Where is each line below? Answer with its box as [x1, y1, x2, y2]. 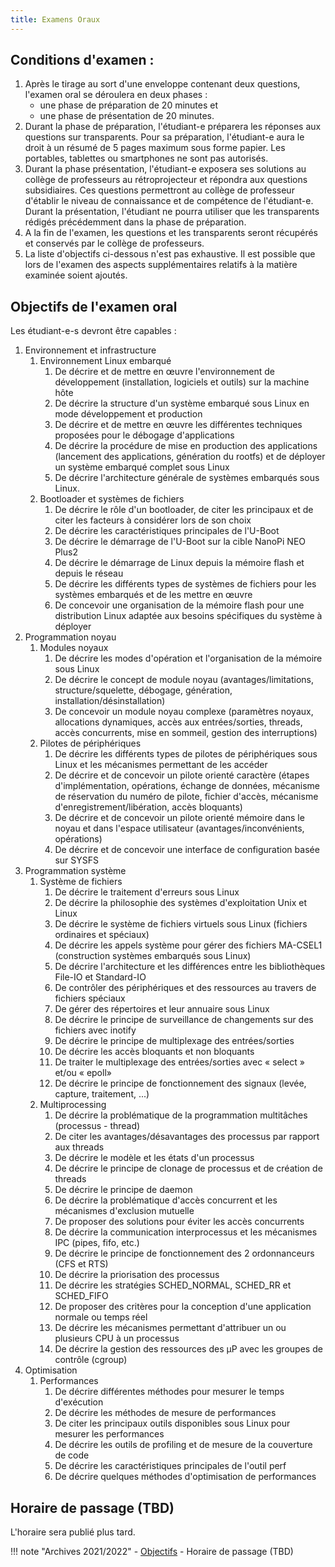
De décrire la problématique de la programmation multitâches [54, 1109, 308, 1121]
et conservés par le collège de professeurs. [24, 237, 205, 250]
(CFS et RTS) [54, 1258, 109, 1270]
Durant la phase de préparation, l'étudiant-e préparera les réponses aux [24, 121, 322, 133]
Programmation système [24, 865, 127, 877]
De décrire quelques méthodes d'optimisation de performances [54, 1471, 317, 1483]
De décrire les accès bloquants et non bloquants [54, 1046, 255, 1058]
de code [54, 1449, 90, 1461]
